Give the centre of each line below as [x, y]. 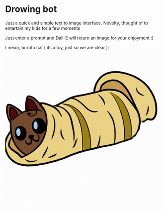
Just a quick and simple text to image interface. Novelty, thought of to [77, 23]
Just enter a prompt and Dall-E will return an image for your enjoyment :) [80, 38]
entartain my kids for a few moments [43, 28]
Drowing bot [31, 9]
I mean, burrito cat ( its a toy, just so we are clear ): [57, 47]
